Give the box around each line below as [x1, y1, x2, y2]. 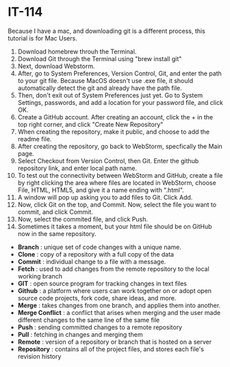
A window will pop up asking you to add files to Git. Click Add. [17, 193, 193, 201]
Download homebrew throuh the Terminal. [17, 47, 137, 56]
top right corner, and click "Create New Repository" [17, 120, 164, 128]
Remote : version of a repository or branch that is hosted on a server [17, 338, 212, 346]
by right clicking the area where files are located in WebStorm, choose [17, 178, 216, 187]
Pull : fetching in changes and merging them [17, 330, 143, 338]
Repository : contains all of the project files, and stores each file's [17, 344, 205, 353]
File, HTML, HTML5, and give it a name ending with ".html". [17, 186, 184, 194]
